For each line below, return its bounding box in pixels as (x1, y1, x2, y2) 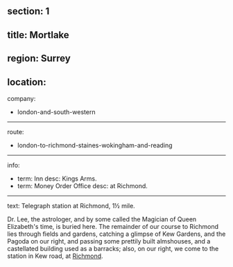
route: (7, 127, 24, 136)
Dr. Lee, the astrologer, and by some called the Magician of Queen (7, 214, 197, 223)
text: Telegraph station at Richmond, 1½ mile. (7, 201, 135, 210)
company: (7, 94, 36, 102)
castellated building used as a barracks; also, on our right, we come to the (7, 244, 219, 252)
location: (7, 76, 46, 88)
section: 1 (7, 6, 50, 17)
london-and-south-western (17, 107, 96, 116)
